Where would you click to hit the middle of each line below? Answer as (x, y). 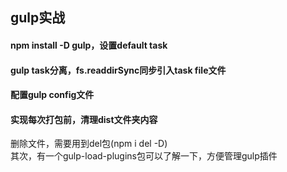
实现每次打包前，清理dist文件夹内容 (84, 119)
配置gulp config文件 (52, 95)
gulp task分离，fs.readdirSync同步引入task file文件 (118, 70)
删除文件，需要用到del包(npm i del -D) (89, 144)
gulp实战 (38, 18)
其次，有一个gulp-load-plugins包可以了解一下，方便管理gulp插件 (144, 156)
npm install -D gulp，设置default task (89, 45)
